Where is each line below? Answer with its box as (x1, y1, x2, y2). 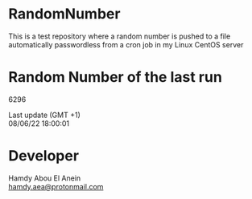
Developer (8, 147, 79, 165)
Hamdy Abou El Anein (8, 173, 81, 183)
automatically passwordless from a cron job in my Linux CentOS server (8, 39, 244, 49)
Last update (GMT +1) (8, 110, 81, 120)
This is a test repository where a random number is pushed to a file (8, 31, 231, 41)
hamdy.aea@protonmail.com (8, 181, 104, 191)
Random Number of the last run (8, 68, 223, 87)
